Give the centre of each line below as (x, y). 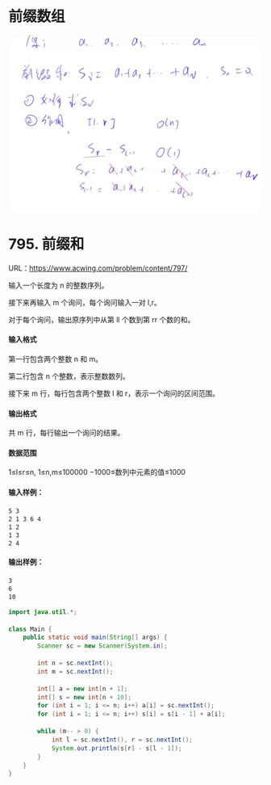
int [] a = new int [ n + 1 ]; (83, 688)
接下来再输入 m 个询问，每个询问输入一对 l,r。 (85, 302)
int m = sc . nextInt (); (75, 671)
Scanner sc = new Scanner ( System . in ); (102, 646)
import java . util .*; (43, 612)
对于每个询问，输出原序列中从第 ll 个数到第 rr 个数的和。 (102, 319)
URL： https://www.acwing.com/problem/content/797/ (98, 268)
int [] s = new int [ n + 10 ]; (84, 697)
